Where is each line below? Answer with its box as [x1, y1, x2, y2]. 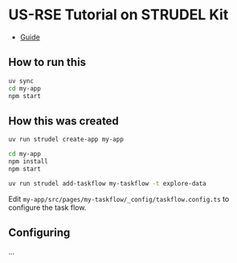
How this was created [8, 114, 119, 128]
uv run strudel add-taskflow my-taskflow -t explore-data [8, 179, 206, 187]
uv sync [8, 76, 35, 85]
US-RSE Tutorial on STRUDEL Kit [8, 6, 229, 24]
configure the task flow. [8, 203, 87, 212]
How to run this [8, 55, 87, 69]
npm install [8, 157, 48, 166]
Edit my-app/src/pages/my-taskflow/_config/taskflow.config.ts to [8, 194, 230, 203]
